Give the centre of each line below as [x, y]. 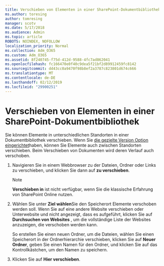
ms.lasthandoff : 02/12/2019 [34, 82]
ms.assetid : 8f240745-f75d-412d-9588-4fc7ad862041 [58, 60]
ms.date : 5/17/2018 [25, 28]
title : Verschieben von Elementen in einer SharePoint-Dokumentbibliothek [83, 10]
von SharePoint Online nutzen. [43, 195]
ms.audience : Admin [25, 32]
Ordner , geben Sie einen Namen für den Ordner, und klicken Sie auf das [85, 244]
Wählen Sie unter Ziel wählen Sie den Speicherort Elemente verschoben [84, 204]
